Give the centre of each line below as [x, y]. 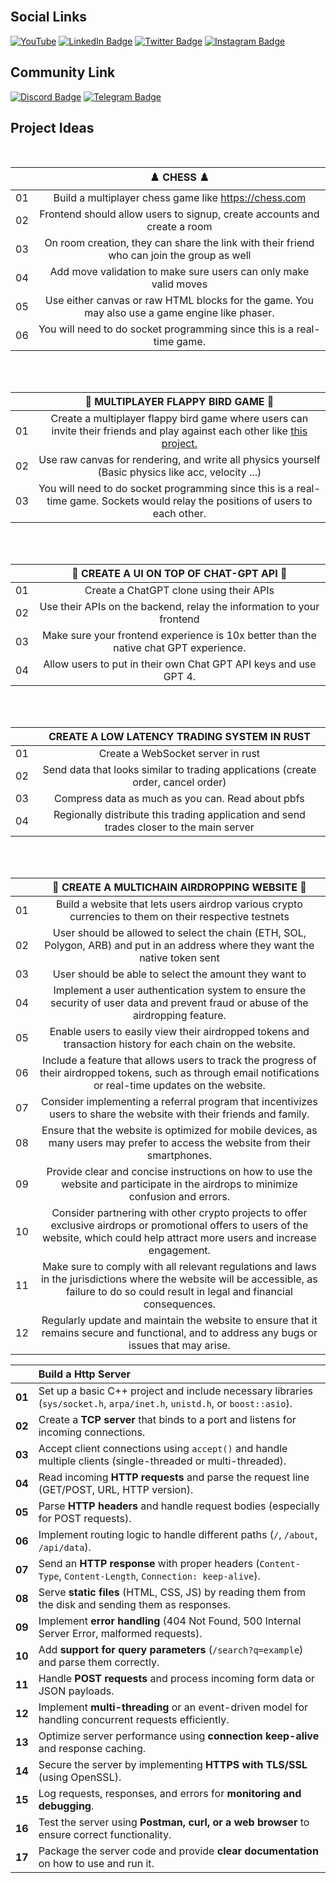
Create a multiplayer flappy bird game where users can [179, 419]
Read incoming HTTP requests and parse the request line [174, 1477]
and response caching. [92, 1749]
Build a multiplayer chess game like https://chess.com [180, 198]
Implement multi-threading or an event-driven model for [173, 1707]
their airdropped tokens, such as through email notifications [179, 1073]
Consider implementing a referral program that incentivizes [179, 1102]
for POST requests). [85, 1519]
